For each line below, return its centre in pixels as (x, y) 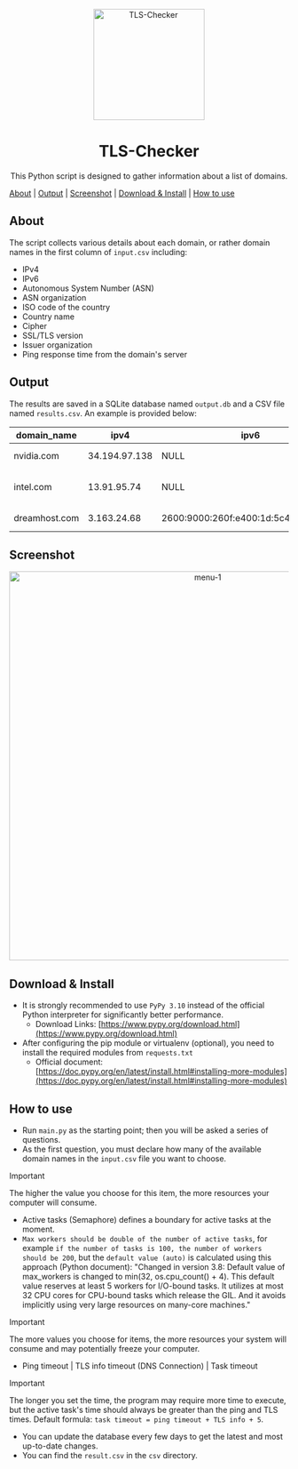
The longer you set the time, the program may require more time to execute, (148, 1400)
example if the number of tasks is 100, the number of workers (142, 1248)
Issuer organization (57, 345)
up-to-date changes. (60, 1446)
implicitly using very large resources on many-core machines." (136, 1304)
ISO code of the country (66, 307)
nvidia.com (36, 455)
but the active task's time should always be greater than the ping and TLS (144, 1410)
